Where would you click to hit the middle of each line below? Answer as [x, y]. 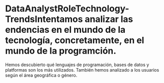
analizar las [109, 19]
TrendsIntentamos [44, 19]
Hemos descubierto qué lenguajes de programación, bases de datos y [77, 65]
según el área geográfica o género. [41, 75]
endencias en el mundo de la [65, 30]
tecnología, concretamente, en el [75, 41]
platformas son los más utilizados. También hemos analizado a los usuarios [82, 70]
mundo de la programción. [61, 51]
